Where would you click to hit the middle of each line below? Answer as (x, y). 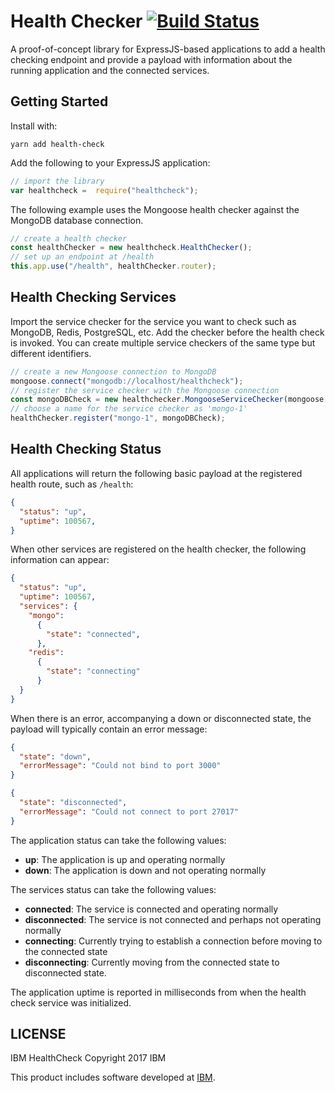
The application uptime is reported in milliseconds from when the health (158, 992)
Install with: (34, 126)
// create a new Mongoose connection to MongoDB (113, 371)
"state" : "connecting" (93, 671)
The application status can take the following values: (118, 840)
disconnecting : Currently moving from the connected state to (152, 962)
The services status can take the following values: (113, 889)
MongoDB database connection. (77, 220)
